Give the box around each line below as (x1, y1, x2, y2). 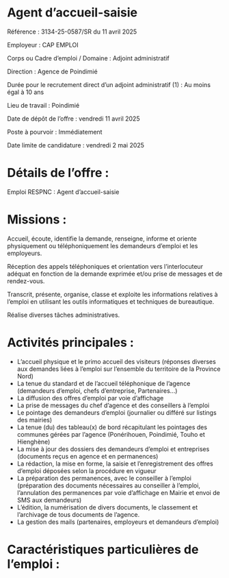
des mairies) (16, 416, 53, 424)
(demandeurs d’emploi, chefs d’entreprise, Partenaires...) (16, 386, 178, 395)
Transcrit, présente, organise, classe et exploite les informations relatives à (7, 290, 218, 298)
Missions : (7, 212, 67, 228)
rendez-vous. (7, 276, 45, 285)
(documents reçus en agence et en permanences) (16, 452, 159, 460)
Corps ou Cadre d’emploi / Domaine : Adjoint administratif (7, 53, 170, 62)
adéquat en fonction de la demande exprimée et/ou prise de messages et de (7, 269, 223, 278)
